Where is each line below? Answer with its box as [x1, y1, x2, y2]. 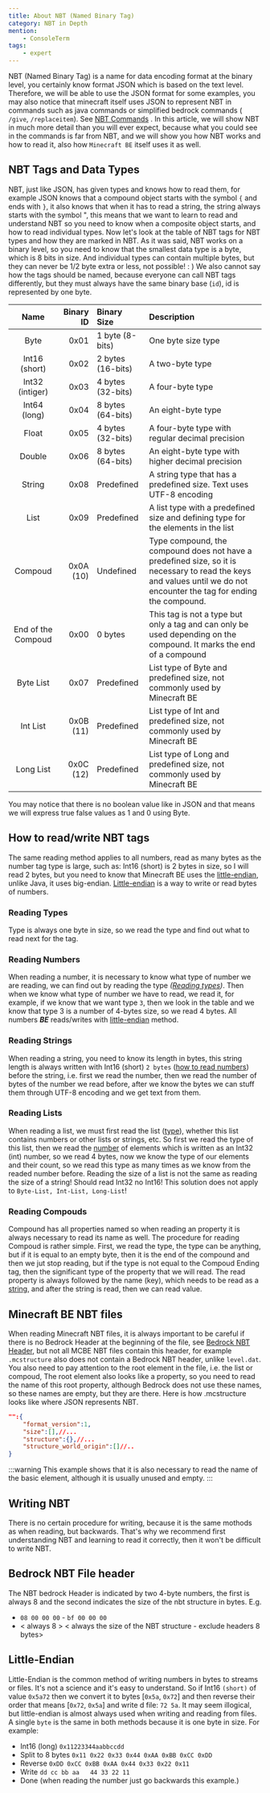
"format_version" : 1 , [22, 1420, 92, 1428]
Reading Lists [8, 1108, 63, 1119]
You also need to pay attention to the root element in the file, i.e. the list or [8, 1362, 253, 1373]
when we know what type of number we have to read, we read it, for [8, 989, 235, 999]
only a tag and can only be [148, 618, 249, 630]
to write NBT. [8, 1543, 52, 1553]
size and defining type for [148, 512, 246, 523]
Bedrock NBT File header [8, 1567, 135, 1580]
